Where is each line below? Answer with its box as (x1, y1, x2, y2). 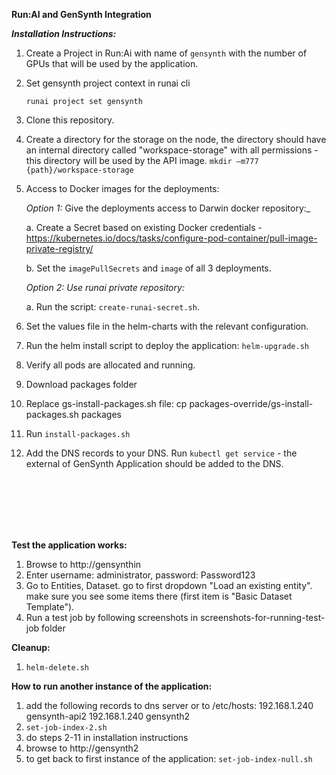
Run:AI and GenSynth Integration (11, 9, 152, 20)
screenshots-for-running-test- (200, 612, 326, 623)
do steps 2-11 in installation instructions (25, 732, 189, 743)
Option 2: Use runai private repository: (25, 282, 185, 293)
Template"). (25, 601, 75, 613)
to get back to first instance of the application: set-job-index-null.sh (25, 753, 313, 764)
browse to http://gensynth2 (25, 742, 139, 754)
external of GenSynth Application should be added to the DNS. (25, 458, 284, 469)
